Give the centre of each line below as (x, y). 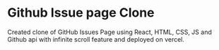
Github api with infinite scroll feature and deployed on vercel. (96, 39)
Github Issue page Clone (81, 13)
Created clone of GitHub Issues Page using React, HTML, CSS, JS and (109, 32)
